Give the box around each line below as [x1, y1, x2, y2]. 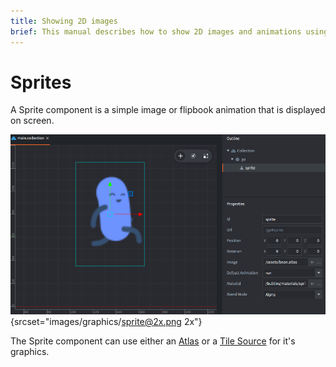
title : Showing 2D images [10, 16, 118, 26]
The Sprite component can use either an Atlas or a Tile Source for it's [10, 335, 296, 347]
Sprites [10, 71, 72, 94]
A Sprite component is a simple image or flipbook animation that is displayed [10, 104, 326, 116]
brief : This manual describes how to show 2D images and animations [10, 26, 302, 37]
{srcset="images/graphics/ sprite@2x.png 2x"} [10, 315, 203, 327]
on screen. [10, 115, 55, 127]
